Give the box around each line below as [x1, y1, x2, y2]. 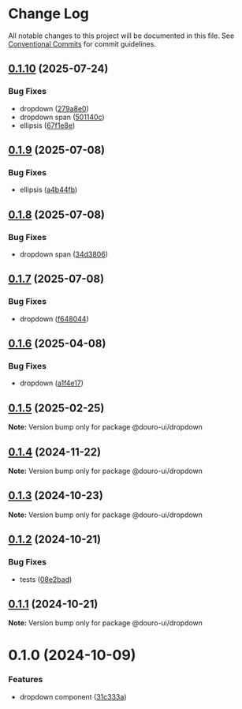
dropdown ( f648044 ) [19, 313, 89, 324]
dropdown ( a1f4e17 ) [19, 378, 84, 388]
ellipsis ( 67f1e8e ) [19, 120, 76, 130]
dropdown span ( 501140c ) [19, 112, 105, 122]
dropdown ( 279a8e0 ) [19, 103, 89, 113]
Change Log [8, 5, 89, 23]
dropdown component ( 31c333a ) [19, 692, 127, 701]
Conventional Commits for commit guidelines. [8, 39, 156, 48]
